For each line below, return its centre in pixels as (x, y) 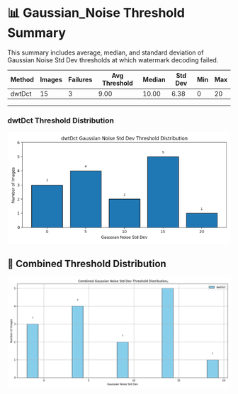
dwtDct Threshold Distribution (61, 120)
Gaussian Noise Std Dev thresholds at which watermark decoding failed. (113, 60)
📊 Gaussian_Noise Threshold (96, 13)
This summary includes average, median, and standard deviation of (106, 52)
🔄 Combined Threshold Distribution (87, 263)
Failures (80, 79)
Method (22, 79)
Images (51, 79)
